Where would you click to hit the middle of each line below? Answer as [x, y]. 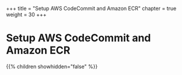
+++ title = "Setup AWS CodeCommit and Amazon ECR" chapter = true [91, 8]
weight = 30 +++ [26, 15]
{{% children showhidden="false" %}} [52, 66]
